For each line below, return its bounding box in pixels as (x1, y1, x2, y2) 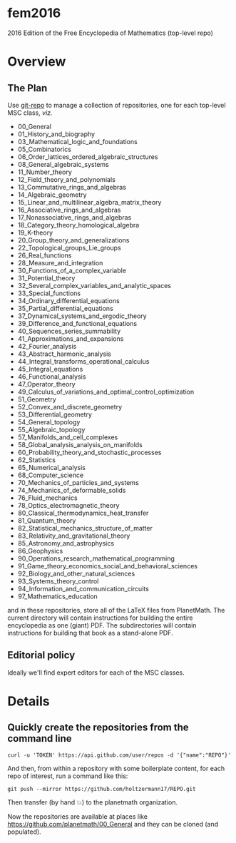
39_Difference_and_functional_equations (17, 319, 138, 327)
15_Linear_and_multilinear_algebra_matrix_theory (17, 198, 162, 206)
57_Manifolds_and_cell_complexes (17, 433, 118, 441)
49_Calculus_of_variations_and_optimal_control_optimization (17, 387, 195, 396)
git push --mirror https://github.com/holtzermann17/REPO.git (7, 785, 196, 792)
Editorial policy (7, 649, 76, 661)
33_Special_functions (17, 289, 81, 297)
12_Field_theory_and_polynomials (17, 175, 116, 183)
